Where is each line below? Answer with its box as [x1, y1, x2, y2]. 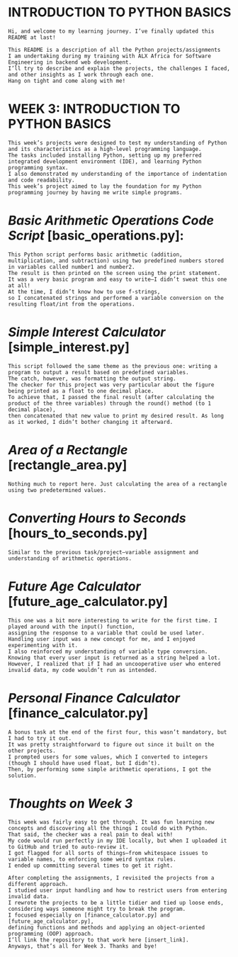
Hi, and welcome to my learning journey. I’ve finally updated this [8, 28, 215, 35]
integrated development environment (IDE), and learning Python [8, 157, 202, 165]
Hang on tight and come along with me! [8, 77, 126, 84]
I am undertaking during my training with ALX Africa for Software [8, 52, 212, 60]
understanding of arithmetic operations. [8, 554, 132, 562]
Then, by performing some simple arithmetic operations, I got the [8, 766, 212, 773]
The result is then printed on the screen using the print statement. [8, 269, 221, 276]
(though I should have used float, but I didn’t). [8, 759, 161, 766]
